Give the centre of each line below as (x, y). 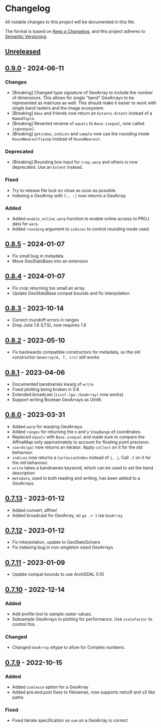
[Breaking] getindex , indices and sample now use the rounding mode (80, 134)
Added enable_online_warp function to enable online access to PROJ (80, 218)
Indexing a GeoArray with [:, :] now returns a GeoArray (69, 195)
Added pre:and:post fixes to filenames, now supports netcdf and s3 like (83, 692)
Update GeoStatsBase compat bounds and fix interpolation (71, 293)
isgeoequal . (24, 129)
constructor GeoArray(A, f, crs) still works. (56, 357)
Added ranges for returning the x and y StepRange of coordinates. (77, 432)
